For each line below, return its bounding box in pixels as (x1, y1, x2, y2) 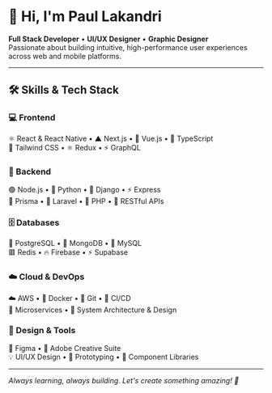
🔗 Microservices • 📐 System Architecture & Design (8, 305, 177, 315)
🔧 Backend (8, 166, 51, 177)
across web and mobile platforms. (8, 51, 122, 61)
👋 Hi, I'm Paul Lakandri (8, 7, 162, 26)
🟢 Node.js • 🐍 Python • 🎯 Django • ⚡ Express (8, 184, 161, 194)
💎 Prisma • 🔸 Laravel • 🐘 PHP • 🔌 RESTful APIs (8, 196, 164, 205)
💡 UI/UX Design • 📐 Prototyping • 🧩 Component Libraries (8, 352, 199, 361)
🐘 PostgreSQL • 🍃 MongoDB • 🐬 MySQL (8, 239, 142, 248)
